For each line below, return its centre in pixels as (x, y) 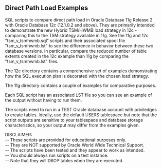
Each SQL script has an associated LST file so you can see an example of (79, 95)
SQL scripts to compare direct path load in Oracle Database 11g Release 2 (79, 20)
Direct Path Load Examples (47, 8)
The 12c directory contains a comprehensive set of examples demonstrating (81, 71)
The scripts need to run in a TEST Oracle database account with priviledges (81, 109)
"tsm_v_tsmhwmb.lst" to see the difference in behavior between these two (79, 45)
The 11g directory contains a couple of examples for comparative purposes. (81, 85)
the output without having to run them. (44, 100)
